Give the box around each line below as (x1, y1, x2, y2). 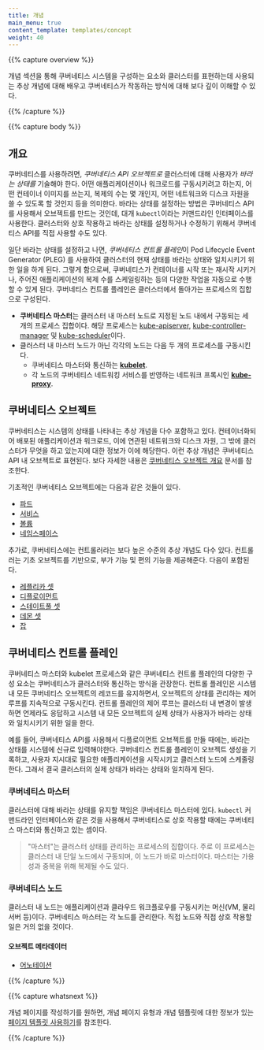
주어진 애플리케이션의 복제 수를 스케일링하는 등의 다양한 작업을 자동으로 (18, 275, 238, 284)
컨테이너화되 (218, 426, 257, 436)
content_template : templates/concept (8, 26, 132, 34)
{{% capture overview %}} (8, 55, 95, 65)
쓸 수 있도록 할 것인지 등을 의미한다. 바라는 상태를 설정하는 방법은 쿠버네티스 (8, 198, 242, 209)
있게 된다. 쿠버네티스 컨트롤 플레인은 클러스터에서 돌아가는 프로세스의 (24, 284, 238, 294)
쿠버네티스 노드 (8, 883, 63, 894)
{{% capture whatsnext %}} (8, 992, 99, 1001)
